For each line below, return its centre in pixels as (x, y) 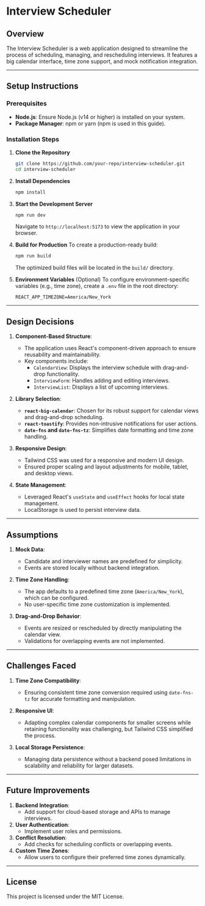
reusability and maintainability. (63, 354)
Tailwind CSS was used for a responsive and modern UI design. (104, 460)
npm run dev (30, 215)
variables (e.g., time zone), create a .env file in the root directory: (97, 286)
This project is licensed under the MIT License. (65, 897)
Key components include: (56, 361)
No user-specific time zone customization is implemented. (97, 604)
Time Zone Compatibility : (48, 680)
